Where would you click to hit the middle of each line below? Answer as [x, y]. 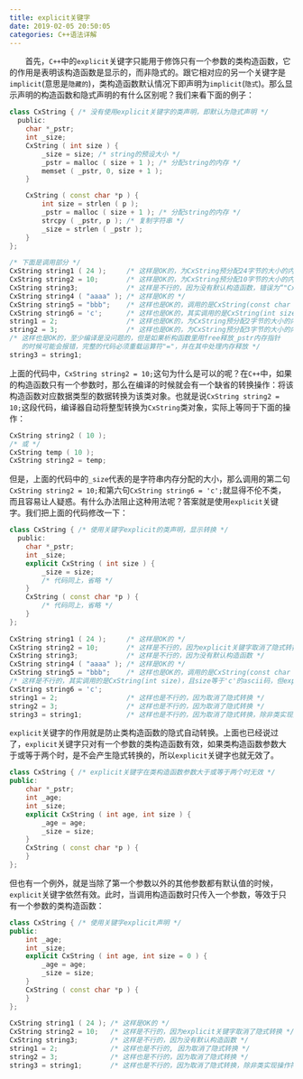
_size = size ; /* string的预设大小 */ [111, 154]
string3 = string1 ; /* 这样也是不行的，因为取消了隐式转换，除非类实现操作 [150, 1065]
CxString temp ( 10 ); [52, 452]
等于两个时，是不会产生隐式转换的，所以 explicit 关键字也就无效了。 [152, 755]
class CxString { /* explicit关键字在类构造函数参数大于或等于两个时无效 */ [142, 772]
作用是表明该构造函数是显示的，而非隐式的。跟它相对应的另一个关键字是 [151, 72]
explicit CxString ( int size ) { [90, 563]
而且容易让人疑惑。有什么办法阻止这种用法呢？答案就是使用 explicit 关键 [144, 502]
